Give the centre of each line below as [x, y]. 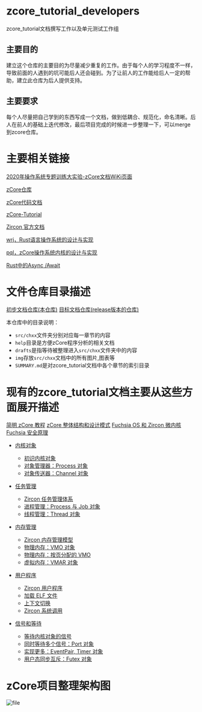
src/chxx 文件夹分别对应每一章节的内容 [63, 335]
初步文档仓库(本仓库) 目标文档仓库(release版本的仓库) [73, 310]
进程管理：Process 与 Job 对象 [62, 507]
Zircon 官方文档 [26, 226]
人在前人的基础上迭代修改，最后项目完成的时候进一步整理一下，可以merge [99, 124]
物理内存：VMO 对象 [49, 547]
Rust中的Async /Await [33, 265]
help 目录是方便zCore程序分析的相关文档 [65, 343]
